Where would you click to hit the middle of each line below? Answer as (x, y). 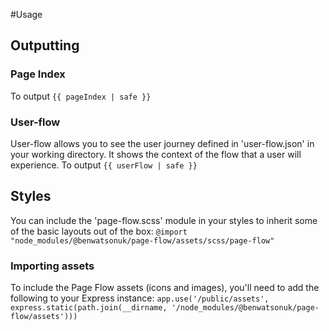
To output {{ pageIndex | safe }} (81, 96)
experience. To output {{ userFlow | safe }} (104, 165)
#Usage (26, 14)
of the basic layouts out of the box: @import (99, 231)
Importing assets (52, 266)
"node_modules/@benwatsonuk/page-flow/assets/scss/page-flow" (142, 240)
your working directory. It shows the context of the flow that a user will (156, 154)
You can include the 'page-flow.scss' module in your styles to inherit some (164, 220)
